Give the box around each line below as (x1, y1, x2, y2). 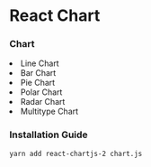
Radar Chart (21, 97, 66, 107)
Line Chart (21, 58, 60, 69)
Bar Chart (21, 68, 57, 79)
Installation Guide (9, 128, 88, 141)
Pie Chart (21, 78, 56, 88)
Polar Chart (21, 87, 63, 97)
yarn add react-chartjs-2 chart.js (9, 149, 143, 158)
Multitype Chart (21, 106, 79, 117)
